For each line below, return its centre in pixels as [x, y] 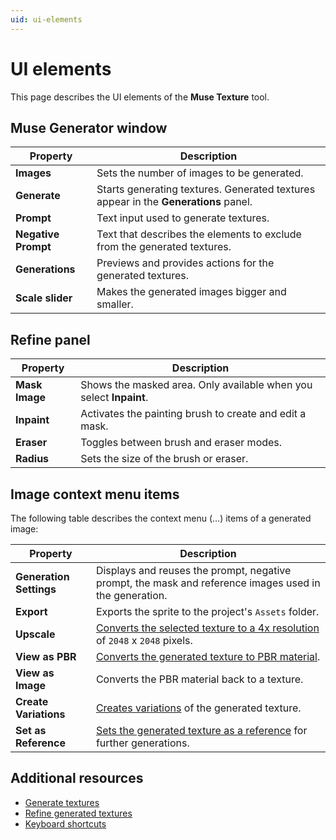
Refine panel [50, 339]
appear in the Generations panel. [174, 202]
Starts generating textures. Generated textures [206, 189]
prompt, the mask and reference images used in [208, 583]
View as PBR [46, 656]
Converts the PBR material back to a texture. [199, 679]
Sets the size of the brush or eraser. [164, 459]
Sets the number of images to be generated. [200, 173]
